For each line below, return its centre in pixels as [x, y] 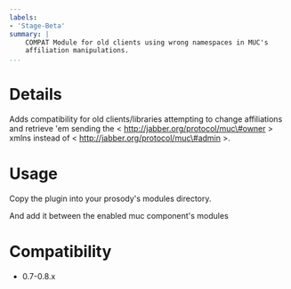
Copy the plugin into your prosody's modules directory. [110, 198]
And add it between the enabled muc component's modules [119, 216]
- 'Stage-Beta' [37, 26]
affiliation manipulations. [77, 51]
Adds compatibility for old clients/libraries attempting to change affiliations [146, 119]
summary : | [29, 34]
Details [36, 95]
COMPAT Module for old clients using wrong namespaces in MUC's [147, 42]
